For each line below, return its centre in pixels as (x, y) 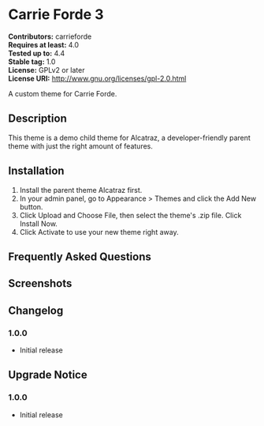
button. (31, 206)
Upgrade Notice (48, 375)
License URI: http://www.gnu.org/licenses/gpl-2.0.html (97, 78)
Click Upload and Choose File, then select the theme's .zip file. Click (130, 215)
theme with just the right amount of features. (81, 146)
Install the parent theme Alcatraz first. (81, 190)
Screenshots (40, 283)
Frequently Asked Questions (80, 256)
